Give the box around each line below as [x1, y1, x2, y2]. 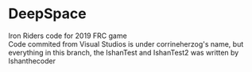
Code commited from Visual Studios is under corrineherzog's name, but [8, 39, 244, 48]
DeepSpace [8, 5, 87, 23]
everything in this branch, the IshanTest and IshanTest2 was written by [8, 47, 239, 57]
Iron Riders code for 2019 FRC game [8, 31, 127, 40]
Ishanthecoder [8, 56, 56, 66]
